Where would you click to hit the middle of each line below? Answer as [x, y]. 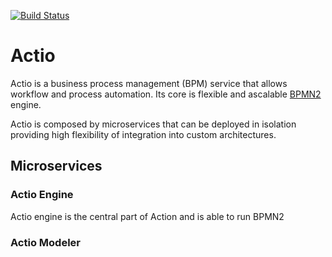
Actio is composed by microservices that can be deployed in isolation [153, 124]
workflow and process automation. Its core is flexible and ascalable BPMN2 [166, 94]
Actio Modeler [45, 242]
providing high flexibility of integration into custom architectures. [143, 134]
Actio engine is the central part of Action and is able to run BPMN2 [147, 216]
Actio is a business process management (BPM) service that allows [149, 83]
